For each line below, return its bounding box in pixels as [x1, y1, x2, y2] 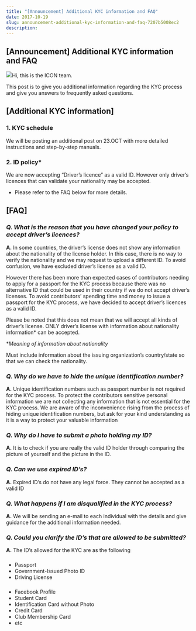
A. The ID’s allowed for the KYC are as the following [6, 547, 130, 554]
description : [6, 25, 38, 31]
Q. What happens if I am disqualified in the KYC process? [6, 499, 173, 508]
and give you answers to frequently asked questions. [6, 89, 134, 96]
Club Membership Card [14, 613, 71, 620]
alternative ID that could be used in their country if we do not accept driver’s [6, 286, 190, 293]
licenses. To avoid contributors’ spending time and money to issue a [6, 292, 170, 299]
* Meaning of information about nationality [6, 340, 108, 347]
